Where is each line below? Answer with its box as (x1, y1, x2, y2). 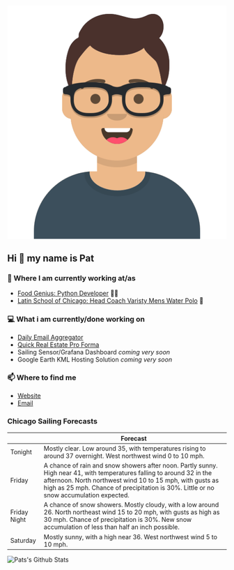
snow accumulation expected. (43, 491, 130, 500)
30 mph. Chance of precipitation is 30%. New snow (43, 516, 192, 524)
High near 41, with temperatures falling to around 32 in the (43, 469, 212, 477)
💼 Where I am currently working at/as (7, 273, 136, 283)
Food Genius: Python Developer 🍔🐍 (17, 289, 119, 298)
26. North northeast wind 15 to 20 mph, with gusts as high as (43, 508, 220, 516)
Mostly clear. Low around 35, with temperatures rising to (43, 444, 206, 452)
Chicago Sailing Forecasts (7, 416, 97, 426)
